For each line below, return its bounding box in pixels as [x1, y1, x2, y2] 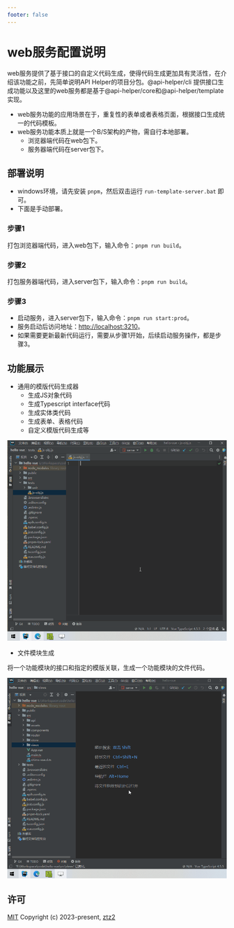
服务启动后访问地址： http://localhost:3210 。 [17, 322, 144, 331]
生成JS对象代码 [27, 391, 72, 400]
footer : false [7, 11, 49, 18]
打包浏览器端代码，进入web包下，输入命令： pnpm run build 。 [7, 241, 186, 249]
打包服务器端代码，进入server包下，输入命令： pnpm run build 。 [7, 277, 192, 286]
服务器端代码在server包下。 [27, 145, 108, 153]
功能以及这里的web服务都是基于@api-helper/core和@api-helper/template [13, 86, 224, 94]
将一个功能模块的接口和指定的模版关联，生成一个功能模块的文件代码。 [7, 663, 209, 672]
